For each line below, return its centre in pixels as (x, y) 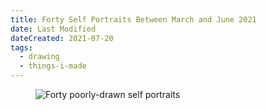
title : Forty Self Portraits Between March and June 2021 (133, 19)
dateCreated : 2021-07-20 (62, 38)
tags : (21, 47)
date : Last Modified (53, 29)
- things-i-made (53, 66)
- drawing (39, 57)
